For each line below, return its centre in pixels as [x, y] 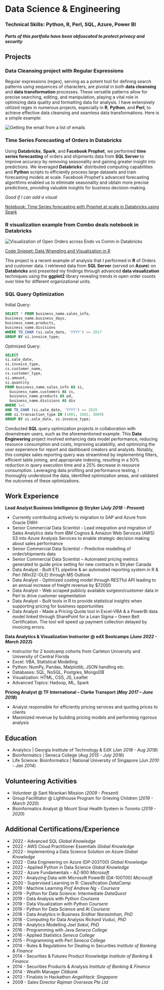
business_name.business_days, [36, 319]
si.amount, [16, 378]
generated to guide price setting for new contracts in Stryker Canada [82, 564]
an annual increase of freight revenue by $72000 [62, 585]
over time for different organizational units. [48, 281]
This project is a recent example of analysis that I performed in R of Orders [80, 260]
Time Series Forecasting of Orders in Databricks [63, 140]
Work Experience [32, 496]
